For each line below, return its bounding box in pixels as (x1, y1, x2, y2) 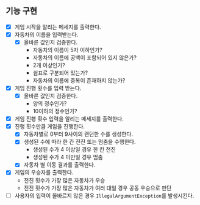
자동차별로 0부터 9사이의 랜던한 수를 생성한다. (23, 130, 134, 138)
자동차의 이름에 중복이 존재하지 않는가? (32, 77, 126, 84)
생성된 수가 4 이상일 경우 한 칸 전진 (32, 146, 116, 153)
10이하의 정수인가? (32, 108, 77, 115)
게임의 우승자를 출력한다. (14, 169, 74, 176)
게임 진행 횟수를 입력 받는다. (14, 84, 82, 92)
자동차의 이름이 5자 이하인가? (32, 47, 103, 53)
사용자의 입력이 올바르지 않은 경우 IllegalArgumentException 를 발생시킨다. (14, 192, 195, 199)
